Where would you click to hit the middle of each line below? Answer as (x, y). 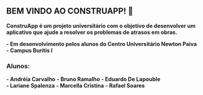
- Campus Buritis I (29, 50)
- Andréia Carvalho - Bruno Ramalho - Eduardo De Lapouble (84, 79)
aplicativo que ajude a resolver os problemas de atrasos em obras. (92, 32)
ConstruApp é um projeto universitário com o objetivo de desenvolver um (101, 25)
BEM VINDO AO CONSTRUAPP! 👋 (70, 11)
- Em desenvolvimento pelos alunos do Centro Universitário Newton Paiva (102, 44)
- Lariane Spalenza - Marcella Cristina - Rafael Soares (76, 86)
